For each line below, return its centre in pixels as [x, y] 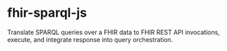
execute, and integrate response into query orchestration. [90, 39]
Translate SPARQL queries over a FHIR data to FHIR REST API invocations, [113, 32]
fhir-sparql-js [47, 13]
